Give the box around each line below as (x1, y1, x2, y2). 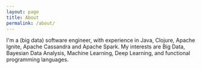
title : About (6, 15, 39, 21)
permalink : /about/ (6, 20, 56, 26)
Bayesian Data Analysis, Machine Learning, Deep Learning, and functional (6, 50, 190, 57)
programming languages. (6, 56, 69, 64)
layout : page (6, 8, 39, 15)
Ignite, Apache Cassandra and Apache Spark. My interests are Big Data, (6, 43, 185, 50)
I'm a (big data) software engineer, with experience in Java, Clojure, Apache (6, 37, 196, 44)
